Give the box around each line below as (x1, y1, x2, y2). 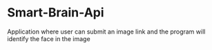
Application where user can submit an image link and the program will (7, 27, 206, 36)
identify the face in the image (7, 34, 91, 42)
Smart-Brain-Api (7, 5, 105, 21)
